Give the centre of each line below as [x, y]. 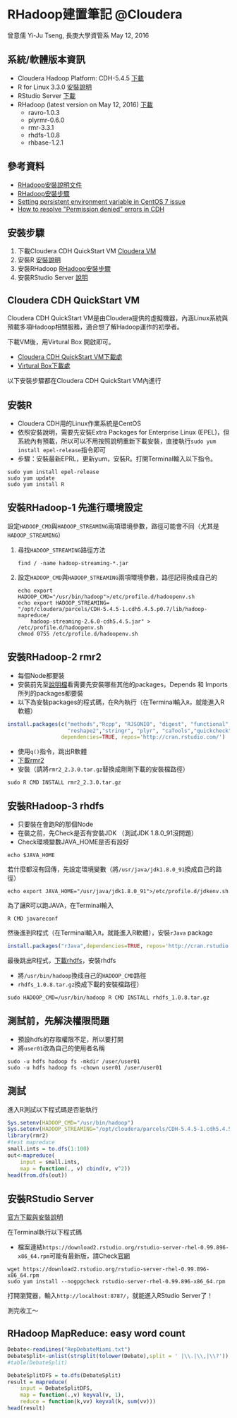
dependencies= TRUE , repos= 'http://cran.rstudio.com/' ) [143, 737]
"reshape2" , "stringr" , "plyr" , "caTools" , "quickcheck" [150, 731]
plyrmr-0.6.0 [46, 120]
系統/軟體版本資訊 [47, 60]
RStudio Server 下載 [47, 95]
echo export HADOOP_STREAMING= [63, 603]
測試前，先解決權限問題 [58, 1021]
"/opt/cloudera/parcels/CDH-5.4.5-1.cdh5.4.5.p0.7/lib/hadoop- [113, 609]
